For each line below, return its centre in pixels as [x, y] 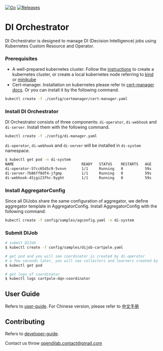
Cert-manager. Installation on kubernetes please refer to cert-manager [83, 85]
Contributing [25, 322]
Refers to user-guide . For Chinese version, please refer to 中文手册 [72, 306]
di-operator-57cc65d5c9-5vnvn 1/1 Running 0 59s [78, 169]
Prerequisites [21, 59]
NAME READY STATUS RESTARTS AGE [78, 164]
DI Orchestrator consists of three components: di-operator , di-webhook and [81, 122]
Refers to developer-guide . [32, 333]
